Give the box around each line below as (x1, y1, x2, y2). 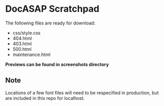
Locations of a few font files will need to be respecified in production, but (5, 90, 159, 96)
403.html (12, 40, 32, 46)
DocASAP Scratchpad (5, 3, 99, 15)
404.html (12, 35, 32, 41)
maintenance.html (12, 51, 51, 58)
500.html (12, 46, 32, 52)
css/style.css (12, 30, 41, 36)
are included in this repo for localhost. (5, 95, 85, 101)
